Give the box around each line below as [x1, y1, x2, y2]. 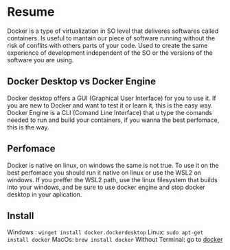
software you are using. [7, 55, 74, 64]
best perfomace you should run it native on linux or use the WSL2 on [7, 168, 201, 177]
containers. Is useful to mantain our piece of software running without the [7, 34, 216, 42]
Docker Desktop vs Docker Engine [7, 76, 157, 88]
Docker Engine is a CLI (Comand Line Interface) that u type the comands [7, 108, 213, 116]
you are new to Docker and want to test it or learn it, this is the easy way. [7, 101, 213, 110]
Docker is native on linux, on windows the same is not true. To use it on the [7, 161, 219, 169]
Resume [7, 4, 55, 20]
